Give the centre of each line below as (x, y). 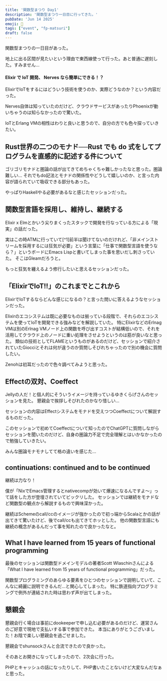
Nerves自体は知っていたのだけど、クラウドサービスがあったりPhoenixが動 (82, 106)
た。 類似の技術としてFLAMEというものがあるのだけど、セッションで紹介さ (83, 341)
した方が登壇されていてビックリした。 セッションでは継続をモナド (86, 497)
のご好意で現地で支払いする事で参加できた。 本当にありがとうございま (78, 629)
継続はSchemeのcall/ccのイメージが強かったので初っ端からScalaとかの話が (83, 514)
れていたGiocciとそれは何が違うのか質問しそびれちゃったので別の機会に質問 (83, 347)
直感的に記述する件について (80, 156)
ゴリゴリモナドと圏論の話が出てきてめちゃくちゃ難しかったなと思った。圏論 (84, 169)
